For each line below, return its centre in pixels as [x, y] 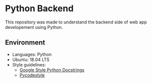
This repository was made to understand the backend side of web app [76, 22]
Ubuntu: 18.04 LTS [31, 60]
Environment [25, 43]
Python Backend [39, 9]
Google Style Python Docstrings [52, 70]
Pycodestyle [32, 75]
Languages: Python [32, 54]
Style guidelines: [29, 64]
